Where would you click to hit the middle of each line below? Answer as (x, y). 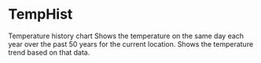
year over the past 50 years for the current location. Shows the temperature (131, 44)
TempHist (40, 14)
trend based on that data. (49, 52)
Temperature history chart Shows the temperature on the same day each (126, 36)
